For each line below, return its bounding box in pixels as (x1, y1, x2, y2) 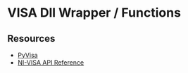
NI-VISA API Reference (17, 58, 84, 67)
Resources (7, 33, 56, 44)
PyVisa (17, 51, 38, 59)
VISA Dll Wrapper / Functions (7, 5, 182, 21)
